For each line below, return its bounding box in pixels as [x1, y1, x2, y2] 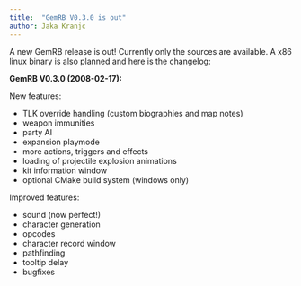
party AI [22, 126, 52, 137]
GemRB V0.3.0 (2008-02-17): [9, 73, 123, 83]
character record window [22, 238, 117, 248]
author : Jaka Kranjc [9, 22, 87, 30]
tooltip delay [22, 256, 69, 267]
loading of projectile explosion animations [22, 155, 177, 166]
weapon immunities [22, 117, 95, 128]
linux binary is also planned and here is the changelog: [9, 56, 211, 66]
